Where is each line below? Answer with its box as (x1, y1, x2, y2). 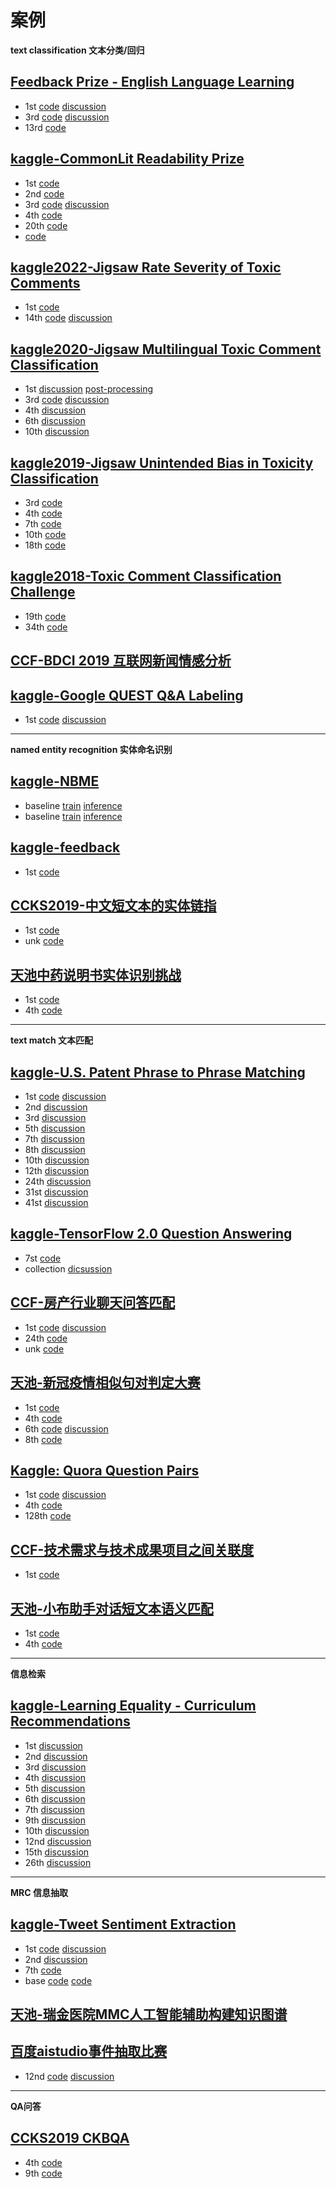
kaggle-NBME (10, 773, 100, 790)
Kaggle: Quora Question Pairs (10, 1462, 200, 1479)
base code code (24, 1974, 93, 1986)
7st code (24, 1252, 62, 1264)
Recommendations (10, 1713, 131, 1730)
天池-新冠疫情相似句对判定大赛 (10, 1374, 201, 1391)
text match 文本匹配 (10, 1034, 93, 1046)
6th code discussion (24, 1422, 109, 1435)
